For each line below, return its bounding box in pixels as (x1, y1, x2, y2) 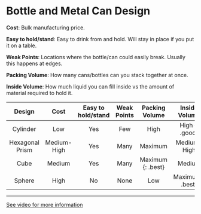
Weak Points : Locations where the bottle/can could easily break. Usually (6, 53, 185, 60)
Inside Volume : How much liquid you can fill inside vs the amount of (6, 82, 175, 90)
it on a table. (6, 42, 37, 49)
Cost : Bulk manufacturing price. (6, 24, 85, 31)
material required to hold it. (6, 89, 73, 96)
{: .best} (142, 163, 165, 171)
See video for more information (6, 201, 83, 208)
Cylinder (12, 124, 36, 133)
